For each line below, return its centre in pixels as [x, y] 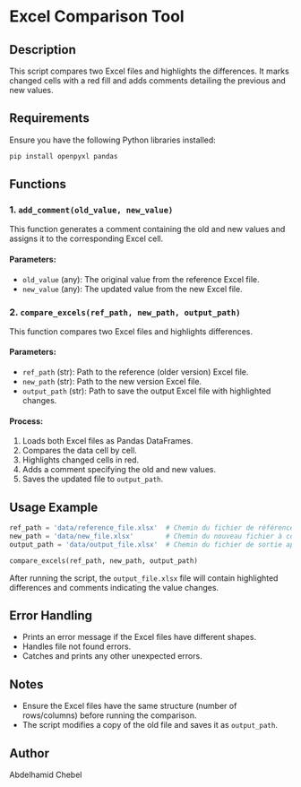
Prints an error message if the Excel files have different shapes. [139, 637]
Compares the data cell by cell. [79, 451]
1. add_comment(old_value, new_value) [91, 210]
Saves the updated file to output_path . [93, 479]
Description [43, 50]
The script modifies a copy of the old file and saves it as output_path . [150, 725]
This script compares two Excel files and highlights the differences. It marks [149, 71]
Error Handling [51, 615]
